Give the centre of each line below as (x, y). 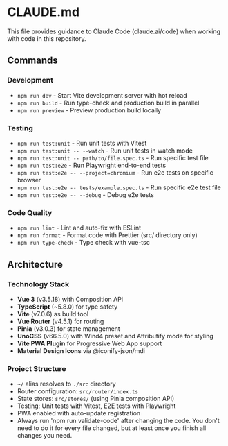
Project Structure (37, 368)
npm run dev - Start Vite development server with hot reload (102, 95)
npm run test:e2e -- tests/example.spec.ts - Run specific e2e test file (119, 187)
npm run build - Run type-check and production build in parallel (108, 103)
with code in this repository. (47, 38)
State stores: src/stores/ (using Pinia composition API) (96, 399)
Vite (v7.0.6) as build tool (53, 314)
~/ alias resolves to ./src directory (66, 384)
